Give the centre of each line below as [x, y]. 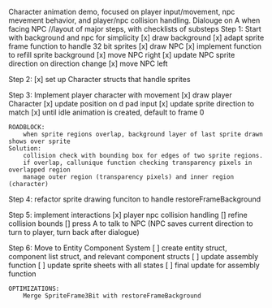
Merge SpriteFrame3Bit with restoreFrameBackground [112, 296]
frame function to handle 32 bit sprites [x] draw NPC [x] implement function [135, 46]
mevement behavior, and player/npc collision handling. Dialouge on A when [134, 20]
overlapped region [39, 170]
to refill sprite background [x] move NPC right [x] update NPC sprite [122, 55]
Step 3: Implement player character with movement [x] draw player [121, 95]
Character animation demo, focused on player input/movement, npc [122, 12]
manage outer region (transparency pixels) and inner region [128, 177]
